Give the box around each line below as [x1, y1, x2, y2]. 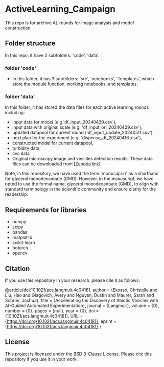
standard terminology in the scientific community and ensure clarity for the [5, 186, 156, 192]
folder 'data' [5, 93, 35, 100]
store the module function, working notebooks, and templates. [12, 81, 138, 87]
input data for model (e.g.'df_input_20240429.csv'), [12, 119, 117, 125]
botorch [12, 245, 28, 251]
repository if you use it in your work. [5, 356, 78, 362]
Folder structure [5, 39, 56, 48]
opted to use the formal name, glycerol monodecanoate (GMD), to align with [5, 181, 159, 187]
